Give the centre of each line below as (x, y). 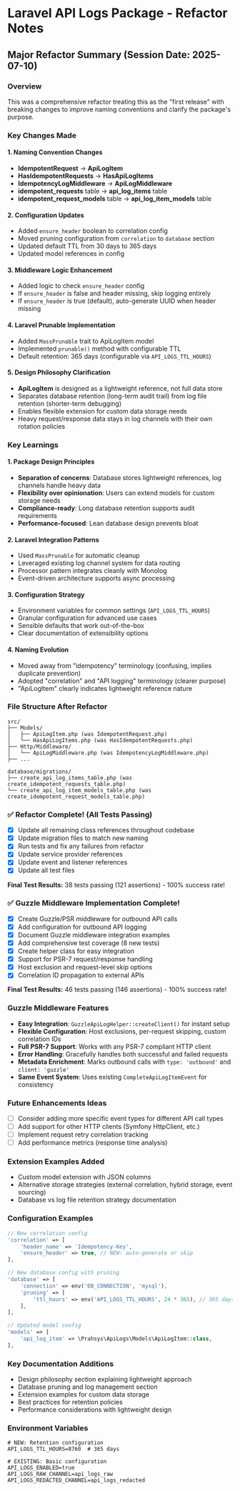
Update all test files (46, 870)
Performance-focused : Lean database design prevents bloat (108, 523)
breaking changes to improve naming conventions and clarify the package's (119, 109)
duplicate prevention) (49, 673)
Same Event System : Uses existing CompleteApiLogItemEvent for (112, 1077)
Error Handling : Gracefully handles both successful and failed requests (123, 1054)
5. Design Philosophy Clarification (59, 372)
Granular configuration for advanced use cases (87, 618)
